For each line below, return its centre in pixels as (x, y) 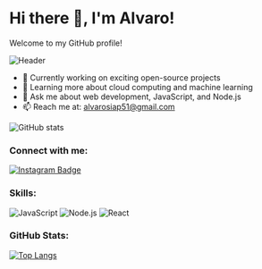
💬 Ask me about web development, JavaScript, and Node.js (131, 97)
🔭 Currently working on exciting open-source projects (121, 77)
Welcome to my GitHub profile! (66, 43)
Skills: (23, 193)
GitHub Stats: (39, 236)
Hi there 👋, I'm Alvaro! (92, 18)
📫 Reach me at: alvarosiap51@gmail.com (99, 106)
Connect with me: (49, 150)
